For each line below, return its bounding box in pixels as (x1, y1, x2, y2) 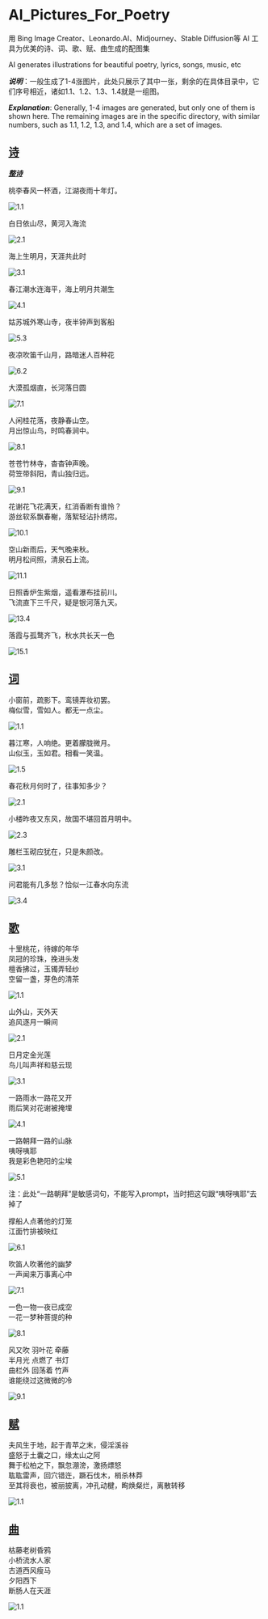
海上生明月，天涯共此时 (8, 251, 86, 260)
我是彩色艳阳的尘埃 (8, 1156, 73, 1166)
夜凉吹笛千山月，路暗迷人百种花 (8, 349, 115, 359)
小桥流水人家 (8, 1555, 51, 1565)
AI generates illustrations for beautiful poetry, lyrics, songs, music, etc (8, 59, 242, 70)
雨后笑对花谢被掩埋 (8, 1103, 73, 1113)
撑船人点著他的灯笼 (8, 1216, 73, 1226)
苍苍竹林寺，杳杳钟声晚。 (8, 459, 94, 468)
